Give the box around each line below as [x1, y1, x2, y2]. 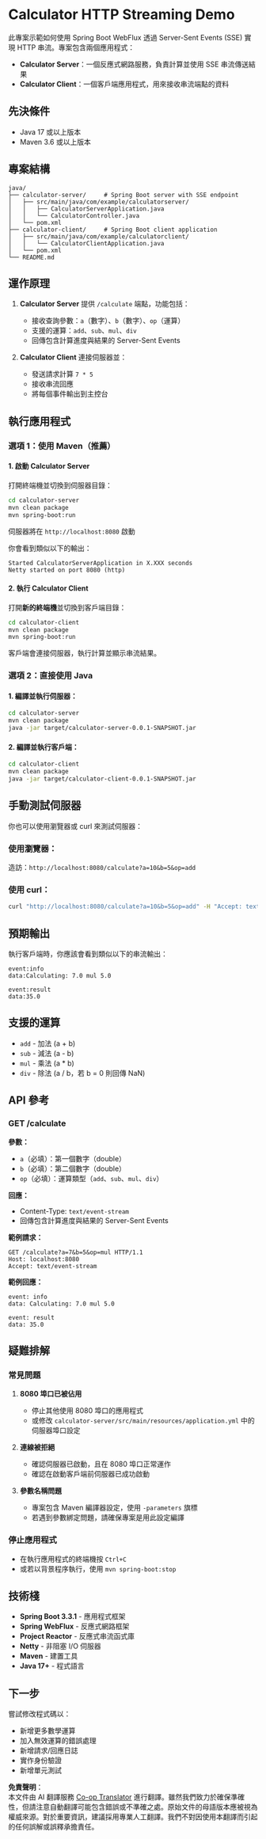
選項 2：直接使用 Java [8, 671, 93, 682]
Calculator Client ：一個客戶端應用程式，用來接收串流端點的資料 [19, 79, 230, 89]
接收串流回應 [31, 379, 74, 389]
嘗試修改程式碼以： [8, 1709, 71, 1719]
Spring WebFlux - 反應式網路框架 [19, 1621, 130, 1632]
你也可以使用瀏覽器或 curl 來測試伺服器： [8, 821, 143, 830]
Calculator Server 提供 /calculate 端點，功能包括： [19, 299, 190, 309]
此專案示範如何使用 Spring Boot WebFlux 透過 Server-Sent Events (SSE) [8, 32, 243, 42]
